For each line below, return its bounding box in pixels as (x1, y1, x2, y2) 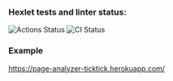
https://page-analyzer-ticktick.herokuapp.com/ (8, 63, 166, 73)
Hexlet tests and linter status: (8, 6, 127, 18)
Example (8, 45, 44, 57)
